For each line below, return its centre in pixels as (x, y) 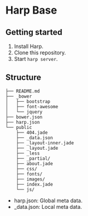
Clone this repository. (40, 53)
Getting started (34, 32)
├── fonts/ (29, 174)
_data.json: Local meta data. (48, 207)
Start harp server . (36, 59)
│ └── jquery (24, 112)
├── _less (28, 153)
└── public (19, 127)
